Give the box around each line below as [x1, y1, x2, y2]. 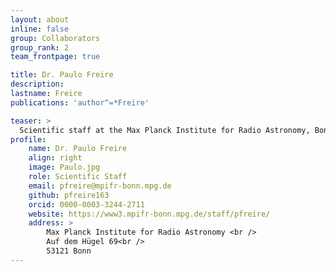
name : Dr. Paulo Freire [28, 144, 128, 154]
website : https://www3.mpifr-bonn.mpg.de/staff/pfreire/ [28, 209, 271, 219]
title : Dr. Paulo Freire [10, 70, 114, 80]
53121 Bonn [46, 246, 92, 256]
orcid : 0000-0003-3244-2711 [28, 199, 145, 210]
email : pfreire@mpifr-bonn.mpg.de [28, 181, 172, 191]
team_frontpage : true [10, 52, 101, 62]
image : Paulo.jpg [28, 162, 101, 173]
